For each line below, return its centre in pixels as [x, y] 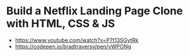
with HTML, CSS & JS [61, 24]
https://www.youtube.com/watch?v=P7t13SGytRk [77, 40]
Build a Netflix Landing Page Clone [95, 11]
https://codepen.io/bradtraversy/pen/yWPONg [73, 46]
